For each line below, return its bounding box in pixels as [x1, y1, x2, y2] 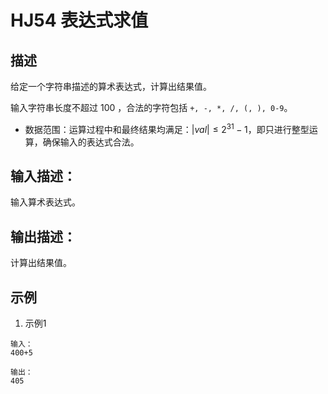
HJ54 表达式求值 [10, 9, 149, 32]
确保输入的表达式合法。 [42, 136, 140, 148]
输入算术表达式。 [10, 196, 81, 208]
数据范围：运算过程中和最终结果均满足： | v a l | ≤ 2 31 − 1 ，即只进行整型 [24, 122, 310, 135]
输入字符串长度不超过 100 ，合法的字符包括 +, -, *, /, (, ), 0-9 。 [10, 102, 293, 113]
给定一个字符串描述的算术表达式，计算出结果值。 [10, 81, 212, 92]
